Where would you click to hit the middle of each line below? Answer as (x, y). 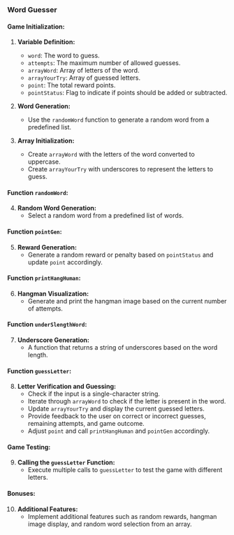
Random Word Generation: (57, 208)
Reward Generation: (47, 247)
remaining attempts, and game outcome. (86, 424)
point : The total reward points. (72, 85)
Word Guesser (32, 10)
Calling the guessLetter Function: (66, 462)
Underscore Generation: (53, 340)
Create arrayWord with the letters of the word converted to (111, 155)
